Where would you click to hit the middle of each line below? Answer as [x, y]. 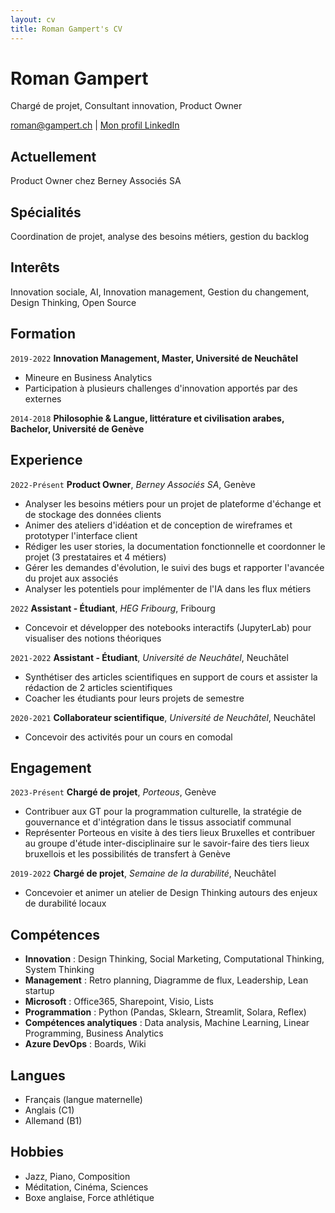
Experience [46, 460]
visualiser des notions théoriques [93, 638]
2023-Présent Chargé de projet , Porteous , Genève [113, 792]
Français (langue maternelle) [83, 1099]
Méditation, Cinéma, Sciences [86, 1187]
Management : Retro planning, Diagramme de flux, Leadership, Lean [166, 980]
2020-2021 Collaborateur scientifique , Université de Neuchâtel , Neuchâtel [163, 717]
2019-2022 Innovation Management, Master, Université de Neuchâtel [154, 358]
